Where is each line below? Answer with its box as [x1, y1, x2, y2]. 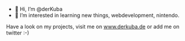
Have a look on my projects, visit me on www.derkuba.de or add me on [6, 23, 180, 30]
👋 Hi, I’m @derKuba [14, 6, 63, 12]
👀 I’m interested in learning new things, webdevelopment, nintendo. [14, 12, 180, 19]
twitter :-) [6, 29, 30, 36]
